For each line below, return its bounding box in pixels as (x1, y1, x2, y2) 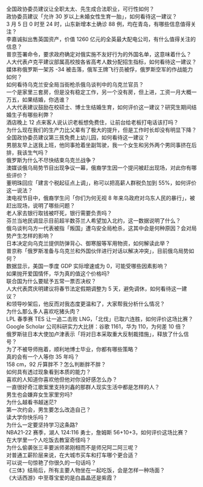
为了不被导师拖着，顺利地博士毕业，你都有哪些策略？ (6, 345, 139, 353)
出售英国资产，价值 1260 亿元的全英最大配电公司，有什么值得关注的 (27, 36, 196, 42)
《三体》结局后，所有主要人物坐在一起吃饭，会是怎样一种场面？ (6, 466, 165, 474)
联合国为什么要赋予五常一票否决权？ (6, 278, 97, 284)
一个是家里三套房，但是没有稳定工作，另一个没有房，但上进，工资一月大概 (6, 88, 192, 96)
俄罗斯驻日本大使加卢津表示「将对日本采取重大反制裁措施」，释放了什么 (6, 330, 184, 338)
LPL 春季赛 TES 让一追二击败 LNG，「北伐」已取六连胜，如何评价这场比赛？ (6, 315, 193, 322)
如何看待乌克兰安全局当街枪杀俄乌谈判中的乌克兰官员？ (6, 81, 144, 88)
